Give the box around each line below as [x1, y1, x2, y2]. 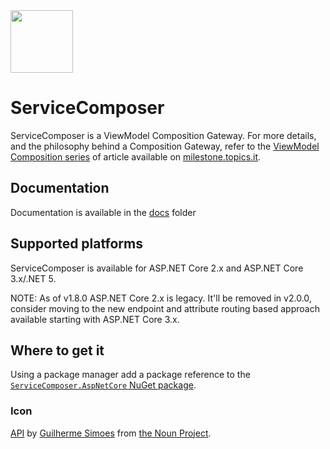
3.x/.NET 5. [10, 272, 57, 284]
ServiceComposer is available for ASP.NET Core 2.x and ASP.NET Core [10, 262, 304, 274]
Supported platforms [10, 235, 143, 253]
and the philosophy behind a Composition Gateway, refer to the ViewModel [10, 140, 320, 152]
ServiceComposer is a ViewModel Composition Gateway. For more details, [10, 129, 317, 141]
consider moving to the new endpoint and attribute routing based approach [10, 302, 320, 314]
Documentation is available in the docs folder [10, 206, 197, 218]
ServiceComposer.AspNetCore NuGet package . [10, 379, 197, 391]
